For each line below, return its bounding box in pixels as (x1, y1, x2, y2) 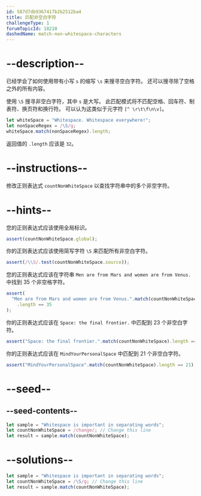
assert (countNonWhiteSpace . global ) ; (6, 236, 98, 242)
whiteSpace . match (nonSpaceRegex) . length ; (6, 128, 111, 134)
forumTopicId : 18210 (6, 25, 58, 32)
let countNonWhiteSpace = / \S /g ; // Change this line (6, 479, 144, 485)
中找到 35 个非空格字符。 (6, 278, 68, 285)
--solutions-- (6, 453, 74, 467)
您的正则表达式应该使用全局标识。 (6, 224, 90, 231)
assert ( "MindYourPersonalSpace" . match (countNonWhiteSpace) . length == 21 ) (6, 362, 194, 368)
